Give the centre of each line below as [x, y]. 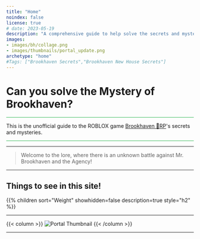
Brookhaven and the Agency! [56, 161]
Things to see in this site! [54, 186]
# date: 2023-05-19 [30, 28]
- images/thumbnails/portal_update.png [56, 51]
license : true [24, 23]
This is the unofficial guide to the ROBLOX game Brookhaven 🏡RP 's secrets [98, 126]
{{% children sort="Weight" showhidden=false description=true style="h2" [98, 200]
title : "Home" [24, 12]
